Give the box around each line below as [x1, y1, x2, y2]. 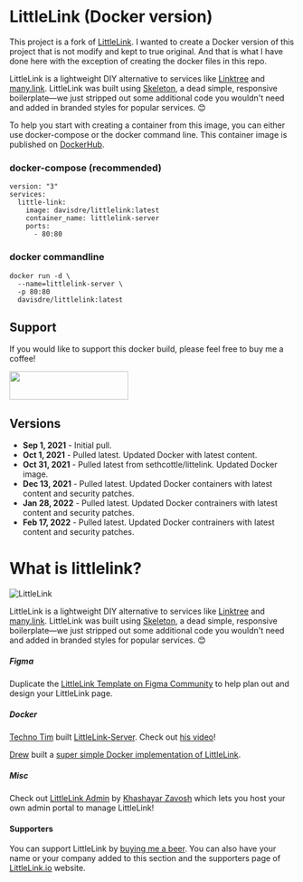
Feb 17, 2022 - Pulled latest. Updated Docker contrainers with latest [22, 517, 275, 528]
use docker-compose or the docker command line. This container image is [9, 129, 288, 140]
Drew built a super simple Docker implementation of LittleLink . [9, 750, 241, 761]
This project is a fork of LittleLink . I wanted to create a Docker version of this [9, 36, 295, 47]
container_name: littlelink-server [25, 214, 160, 223]
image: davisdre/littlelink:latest [25, 206, 160, 215]
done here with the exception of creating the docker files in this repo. [9, 55, 267, 66]
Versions [9, 415, 62, 431]
